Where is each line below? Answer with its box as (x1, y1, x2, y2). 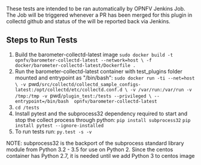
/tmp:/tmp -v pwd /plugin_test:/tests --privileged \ (14, 92, 152, 99)
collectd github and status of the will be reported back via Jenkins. (6, 18, 170, 25)
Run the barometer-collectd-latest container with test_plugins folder (14, 68, 182, 75)
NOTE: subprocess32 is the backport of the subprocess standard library (6, 139, 184, 146)
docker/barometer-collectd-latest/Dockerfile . (14, 62, 136, 68)
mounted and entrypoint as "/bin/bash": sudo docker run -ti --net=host (14, 74, 195, 81)
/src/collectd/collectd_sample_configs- (38, 81, 141, 87)
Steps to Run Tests (6, 35, 78, 45)
